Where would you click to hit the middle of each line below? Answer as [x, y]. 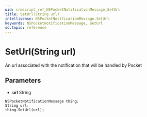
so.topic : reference [26, 28]
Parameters [23, 81]
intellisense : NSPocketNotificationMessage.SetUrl [57, 19]
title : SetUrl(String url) [32, 14]
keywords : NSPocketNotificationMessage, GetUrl [54, 23]
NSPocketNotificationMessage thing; [42, 101]
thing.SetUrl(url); [25, 110]
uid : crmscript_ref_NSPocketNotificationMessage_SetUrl [63, 10]
